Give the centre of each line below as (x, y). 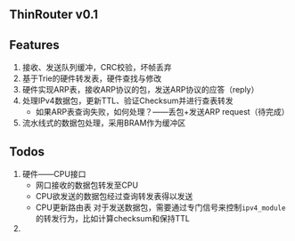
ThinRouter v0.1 (54, 15)
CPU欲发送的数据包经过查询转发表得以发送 (114, 197)
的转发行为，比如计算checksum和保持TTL (112, 219)
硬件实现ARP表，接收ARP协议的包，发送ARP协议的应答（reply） (140, 90)
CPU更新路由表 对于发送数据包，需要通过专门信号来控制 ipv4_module (160, 207)
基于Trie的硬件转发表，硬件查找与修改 (92, 78)
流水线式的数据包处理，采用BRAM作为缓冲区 (104, 123)
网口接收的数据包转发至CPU (87, 185)
